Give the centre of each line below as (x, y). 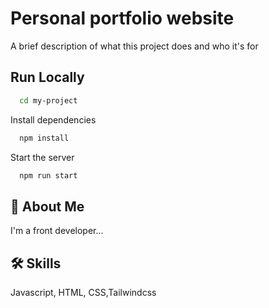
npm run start (48, 175)
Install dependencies (53, 119)
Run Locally (47, 77)
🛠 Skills (36, 263)
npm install (44, 138)
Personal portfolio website (122, 18)
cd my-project (48, 100)
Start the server (42, 157)
